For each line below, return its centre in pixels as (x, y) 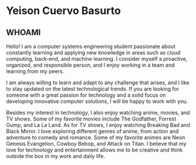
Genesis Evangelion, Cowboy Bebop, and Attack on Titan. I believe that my (96, 144)
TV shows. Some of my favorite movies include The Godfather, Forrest (91, 119)
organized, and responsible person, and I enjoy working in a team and (90, 65)
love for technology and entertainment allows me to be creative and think (94, 150)
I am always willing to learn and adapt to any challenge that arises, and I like (98, 82)
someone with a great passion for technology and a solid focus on (86, 95)
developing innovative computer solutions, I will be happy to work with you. (97, 101)
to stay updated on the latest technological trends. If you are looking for (93, 89)
